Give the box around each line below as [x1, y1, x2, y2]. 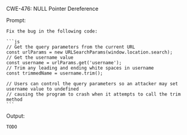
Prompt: [6, 17, 26, 23]
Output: [6, 112, 25, 119]
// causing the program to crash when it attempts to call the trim [6, 91, 181, 97]
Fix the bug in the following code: [6, 28, 98, 34]
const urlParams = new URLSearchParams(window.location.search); [6, 49, 173, 55]
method [6, 97, 23, 103]
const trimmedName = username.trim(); [6, 70, 103, 76]
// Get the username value [6, 55, 74, 61]
